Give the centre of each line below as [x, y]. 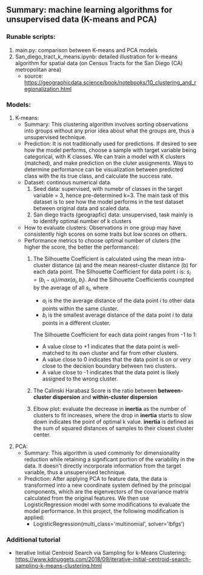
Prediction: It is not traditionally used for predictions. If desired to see [110, 143]
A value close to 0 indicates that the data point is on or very [116, 359]
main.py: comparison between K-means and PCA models [86, 50]
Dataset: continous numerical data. [68, 182]
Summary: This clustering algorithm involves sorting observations [106, 124]
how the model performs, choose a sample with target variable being [110, 150]
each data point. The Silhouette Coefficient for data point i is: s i [112, 272]
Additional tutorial [33, 539]
